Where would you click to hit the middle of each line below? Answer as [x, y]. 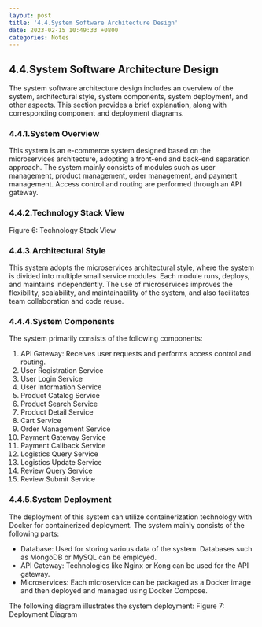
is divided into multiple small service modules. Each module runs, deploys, [129, 275]
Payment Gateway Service [63, 437]
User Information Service [61, 387]
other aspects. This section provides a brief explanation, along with [118, 105]
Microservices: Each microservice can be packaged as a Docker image [135, 582]
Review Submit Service [58, 479]
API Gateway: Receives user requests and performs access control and [136, 354]
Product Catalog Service [60, 396]
